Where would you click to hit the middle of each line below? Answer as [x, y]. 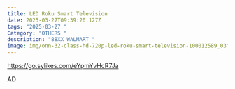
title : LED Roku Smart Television [58, 14]
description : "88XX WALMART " [51, 40]
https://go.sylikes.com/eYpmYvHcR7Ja [63, 66]
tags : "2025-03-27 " [37, 26]
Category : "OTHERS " [37, 33]
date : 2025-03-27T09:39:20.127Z [54, 20]
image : [17, 46]
